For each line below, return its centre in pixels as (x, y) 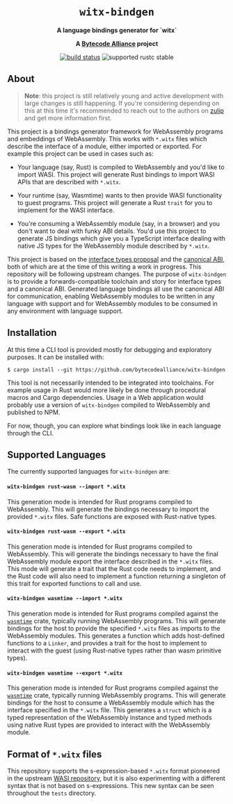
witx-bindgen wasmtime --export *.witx (65, 673)
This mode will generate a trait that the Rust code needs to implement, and (114, 568)
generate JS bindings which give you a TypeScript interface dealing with (121, 238)
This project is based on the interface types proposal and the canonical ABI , (116, 259)
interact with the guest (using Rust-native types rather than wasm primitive (114, 650)
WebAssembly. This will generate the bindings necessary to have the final (113, 554)
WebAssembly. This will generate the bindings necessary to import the (109, 509)
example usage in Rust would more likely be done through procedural (107, 390)
